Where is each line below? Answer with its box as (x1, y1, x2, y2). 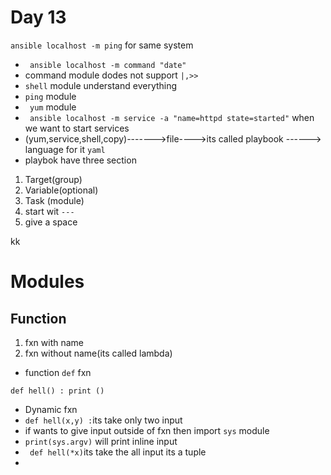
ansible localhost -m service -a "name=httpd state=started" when (29, 111, 315, 123)
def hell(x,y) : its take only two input (24, 414, 183, 426)
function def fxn (24, 366, 92, 378)
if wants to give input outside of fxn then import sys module (24, 424, 270, 436)
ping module (24, 90, 77, 102)
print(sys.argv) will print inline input (24, 435, 178, 447)
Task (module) (24, 194, 85, 206)
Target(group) (24, 173, 83, 185)
